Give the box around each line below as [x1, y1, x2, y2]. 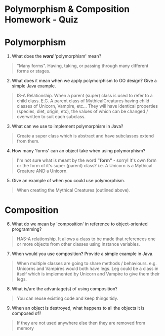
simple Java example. [11, 83, 56, 89]
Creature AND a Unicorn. [16, 168, 68, 174]
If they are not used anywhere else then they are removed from [16, 320, 146, 326]
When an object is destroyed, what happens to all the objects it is [11, 305, 145, 311]
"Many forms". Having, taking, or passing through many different [16, 63, 149, 69]
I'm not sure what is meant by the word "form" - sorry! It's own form [16, 157, 157, 163]
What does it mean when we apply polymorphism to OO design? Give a [11, 78, 157, 84]
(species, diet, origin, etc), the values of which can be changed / [16, 108, 148, 115]
